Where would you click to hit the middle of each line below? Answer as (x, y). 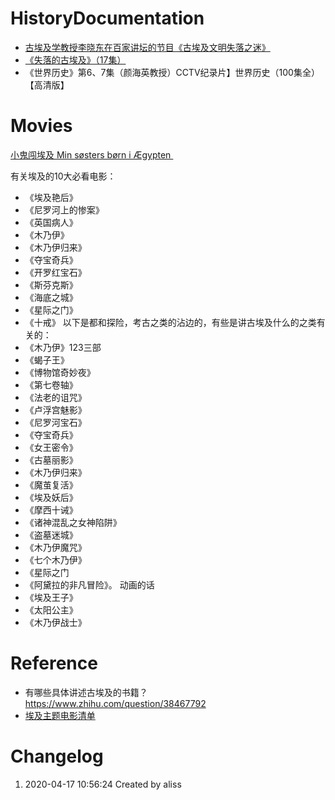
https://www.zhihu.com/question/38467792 (115, 703)
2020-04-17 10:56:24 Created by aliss (103, 784)
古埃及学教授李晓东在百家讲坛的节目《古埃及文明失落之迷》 (147, 47)
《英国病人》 (51, 222)
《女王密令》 (51, 447)
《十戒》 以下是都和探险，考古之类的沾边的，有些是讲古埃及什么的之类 (170, 322)
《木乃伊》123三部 (63, 347)
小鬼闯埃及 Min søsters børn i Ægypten (91, 154)
